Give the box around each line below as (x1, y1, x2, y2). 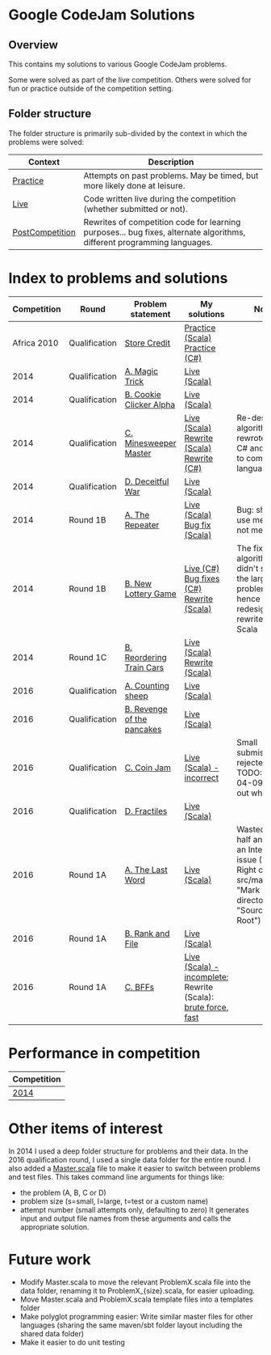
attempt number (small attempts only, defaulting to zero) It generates (19, 1205, 250, 1214)
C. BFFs (124, 981, 155, 993)
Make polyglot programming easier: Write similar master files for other (19, 1311, 253, 1321)
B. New (124, 578, 152, 589)
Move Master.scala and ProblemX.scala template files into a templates (19, 1294, 253, 1304)
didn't (236, 562, 259, 574)
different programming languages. (83, 236, 213, 248)
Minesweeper (124, 437, 177, 448)
